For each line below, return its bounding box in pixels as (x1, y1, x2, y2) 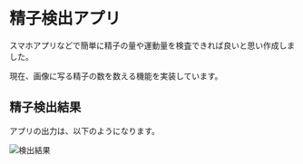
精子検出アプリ (9, 8, 122, 29)
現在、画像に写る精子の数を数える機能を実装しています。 (9, 70, 223, 82)
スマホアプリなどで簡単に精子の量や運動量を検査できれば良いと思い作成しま (9, 40, 296, 51)
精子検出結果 (9, 100, 82, 115)
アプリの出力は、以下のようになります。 (9, 125, 161, 136)
